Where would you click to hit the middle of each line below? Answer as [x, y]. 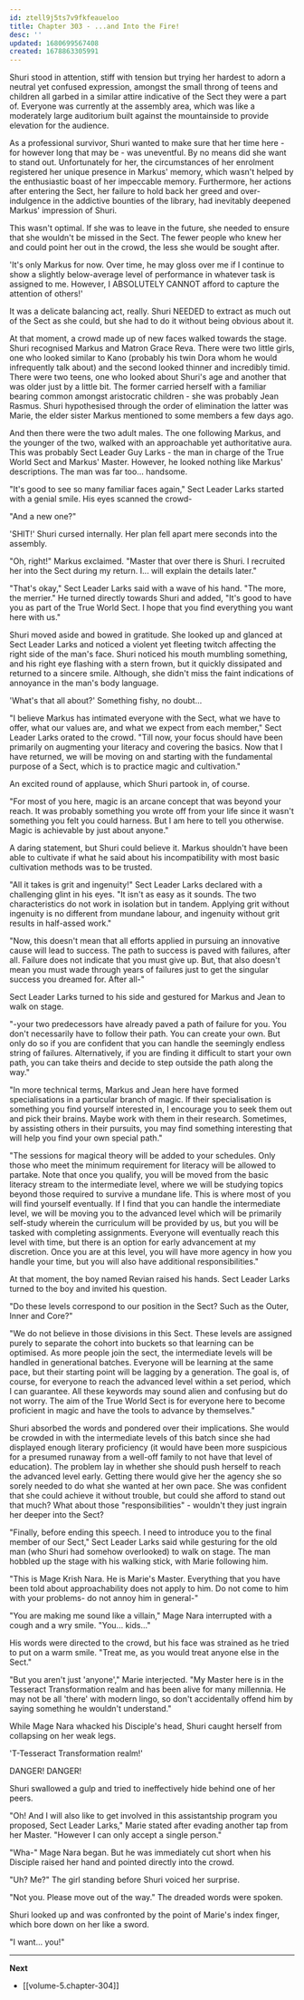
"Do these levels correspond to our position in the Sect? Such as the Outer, [149, 1306]
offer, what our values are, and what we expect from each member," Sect [146, 728]
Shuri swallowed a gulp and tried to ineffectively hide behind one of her [142, 1789]
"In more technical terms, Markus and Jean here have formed [124, 1090]
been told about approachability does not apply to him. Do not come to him [149, 1588]
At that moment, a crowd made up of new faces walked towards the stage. [148, 339]
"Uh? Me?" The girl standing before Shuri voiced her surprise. [124, 1880]
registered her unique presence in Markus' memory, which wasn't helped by [152, 172]
